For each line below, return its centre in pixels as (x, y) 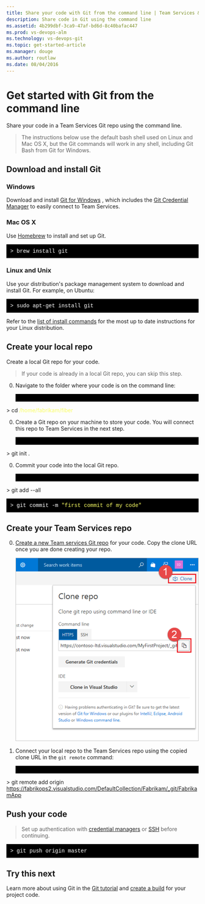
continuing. (35, 835)
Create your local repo (49, 347)
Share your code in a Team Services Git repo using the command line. (94, 125)
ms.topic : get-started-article (46, 45)
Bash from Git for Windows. (56, 150)
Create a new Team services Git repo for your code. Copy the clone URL (106, 543)
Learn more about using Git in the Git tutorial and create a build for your (96, 888)
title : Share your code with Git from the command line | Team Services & (103, 13)
